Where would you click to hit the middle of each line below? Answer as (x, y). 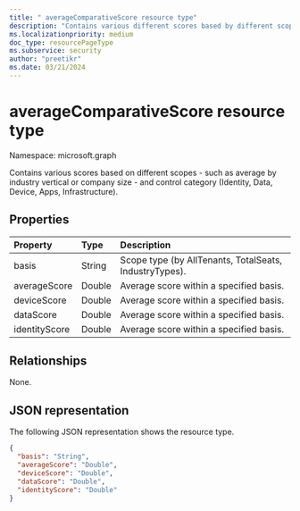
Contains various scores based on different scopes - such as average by (143, 172)
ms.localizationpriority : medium (71, 34)
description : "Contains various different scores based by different (142, 26)
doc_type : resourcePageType (62, 42)
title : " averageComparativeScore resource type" (104, 17)
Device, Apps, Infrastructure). (64, 191)
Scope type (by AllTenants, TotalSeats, (201, 260)
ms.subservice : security (55, 51)
